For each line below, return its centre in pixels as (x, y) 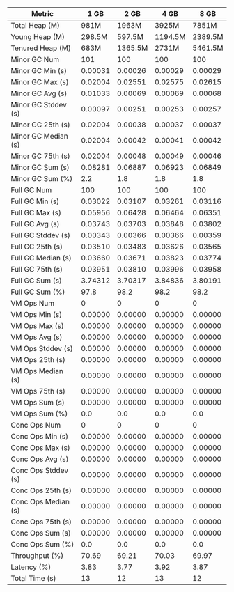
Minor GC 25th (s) (41, 125)
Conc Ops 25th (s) (41, 490)
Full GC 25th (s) (37, 247)
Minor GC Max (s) (40, 82)
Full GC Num (31, 190)
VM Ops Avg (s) (37, 337)
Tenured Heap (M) (41, 48)
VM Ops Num (33, 303)
